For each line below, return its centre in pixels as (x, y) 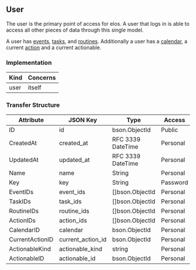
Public (169, 130)
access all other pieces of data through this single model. (75, 30)
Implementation (29, 63)
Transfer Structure (33, 105)
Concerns (42, 78)
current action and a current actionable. (54, 47)
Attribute (31, 120)
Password (174, 182)
